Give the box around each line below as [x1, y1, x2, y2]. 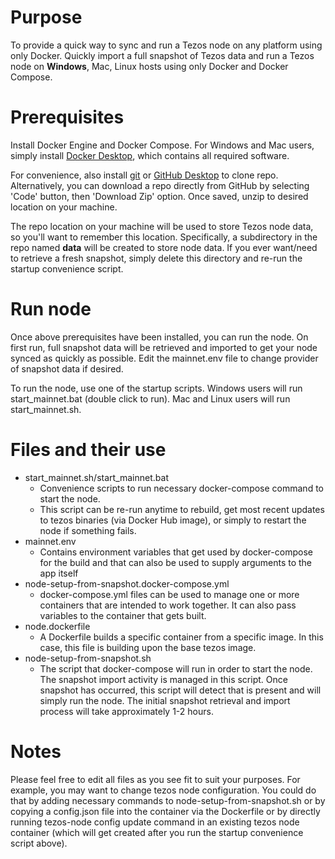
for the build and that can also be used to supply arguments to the [39, 556, 313, 568]
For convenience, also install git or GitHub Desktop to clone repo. [10, 169, 279, 181]
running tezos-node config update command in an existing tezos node [10, 816, 300, 828]
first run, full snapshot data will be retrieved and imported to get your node [10, 341, 318, 353]
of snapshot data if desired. [10, 362, 124, 375]
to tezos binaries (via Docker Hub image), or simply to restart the [39, 514, 307, 526]
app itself [39, 567, 79, 579]
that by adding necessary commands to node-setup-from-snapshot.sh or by [10, 794, 326, 806]
